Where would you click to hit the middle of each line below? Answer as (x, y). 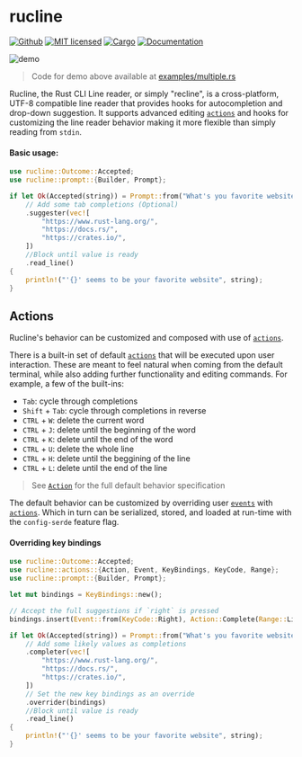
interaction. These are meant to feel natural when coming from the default (146, 365)
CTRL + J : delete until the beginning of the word (109, 430)
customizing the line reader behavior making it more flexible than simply (142, 122)
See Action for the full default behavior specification (128, 485)
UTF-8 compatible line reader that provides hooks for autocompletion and (146, 103)
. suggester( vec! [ (58, 213)
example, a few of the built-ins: (67, 384)
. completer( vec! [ (58, 652)
